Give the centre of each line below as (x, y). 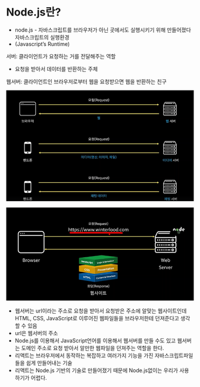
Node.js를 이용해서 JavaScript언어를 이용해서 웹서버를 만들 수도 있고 (95, 341)
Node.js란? (34, 12)
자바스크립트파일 (174, 355)
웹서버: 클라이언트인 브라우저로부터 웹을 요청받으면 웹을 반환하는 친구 (86, 82)
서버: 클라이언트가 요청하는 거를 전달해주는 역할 (61, 56)
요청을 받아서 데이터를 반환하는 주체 (56, 68)
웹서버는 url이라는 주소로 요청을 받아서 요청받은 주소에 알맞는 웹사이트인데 (101, 311)
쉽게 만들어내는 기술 (49, 363)
